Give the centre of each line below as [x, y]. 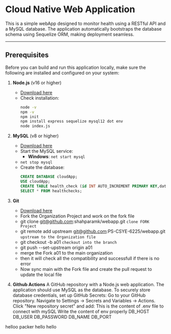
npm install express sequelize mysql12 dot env [72, 121]
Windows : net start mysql [56, 157]
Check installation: [40, 98]
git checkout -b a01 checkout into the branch [68, 242]
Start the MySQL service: [47, 151]
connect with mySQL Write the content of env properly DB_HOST [81, 311]
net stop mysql [36, 162]
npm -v [27, 112]
